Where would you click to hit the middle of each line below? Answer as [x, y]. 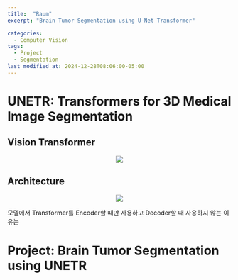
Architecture [36, 181]
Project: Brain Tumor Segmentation [113, 251]
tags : [15, 47]
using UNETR [47, 265]
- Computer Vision [41, 40]
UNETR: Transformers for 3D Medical [119, 101]
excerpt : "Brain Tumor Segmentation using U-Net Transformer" [101, 21]
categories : [25, 33]
